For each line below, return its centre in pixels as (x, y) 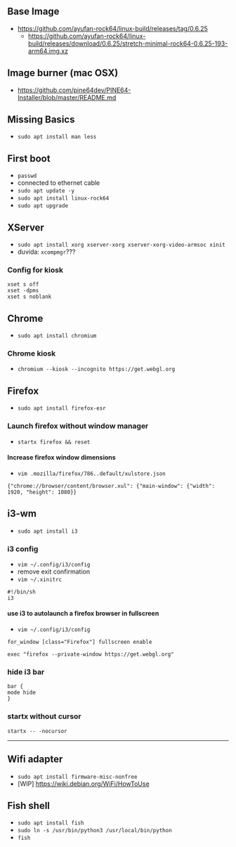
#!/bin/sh (22, 592)
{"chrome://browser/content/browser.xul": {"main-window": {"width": (111, 486)
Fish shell (29, 805)
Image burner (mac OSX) (63, 73)
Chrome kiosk (32, 354)
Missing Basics (41, 120)
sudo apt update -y (46, 191)
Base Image (33, 12)
